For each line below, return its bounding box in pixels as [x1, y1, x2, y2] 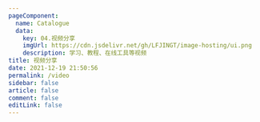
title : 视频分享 [8, 57, 58, 65]
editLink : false [8, 101, 62, 109]
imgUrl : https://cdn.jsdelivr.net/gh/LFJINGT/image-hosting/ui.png [22, 42, 252, 50]
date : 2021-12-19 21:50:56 [8, 64, 98, 72]
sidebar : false [8, 79, 59, 87]
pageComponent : [8, 11, 59, 20]
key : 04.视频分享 [22, 34, 76, 43]
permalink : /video [8, 71, 70, 79]
